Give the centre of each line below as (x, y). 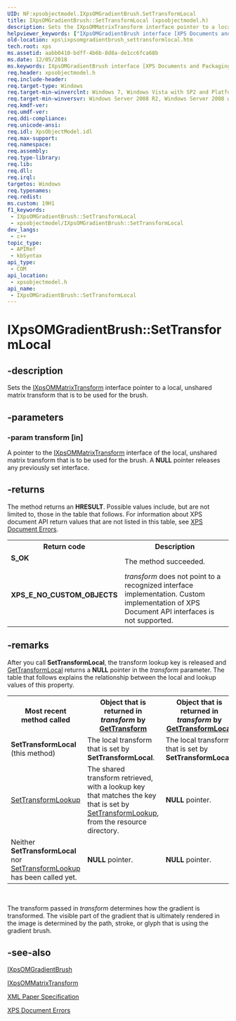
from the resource (117, 822)
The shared (106, 769)
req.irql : (22, 177)
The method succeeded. (165, 562)
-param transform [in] (45, 437)
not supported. (149, 620)
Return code (64, 546)
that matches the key (122, 795)
